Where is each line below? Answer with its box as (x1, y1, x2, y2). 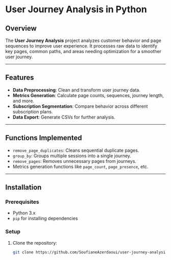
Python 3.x (12, 210, 36, 216)
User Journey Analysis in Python (5, 4, 147, 15)
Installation (5, 183, 42, 192)
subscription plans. (12, 108, 53, 114)
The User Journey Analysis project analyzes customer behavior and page (5, 37, 161, 43)
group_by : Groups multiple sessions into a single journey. (12, 152, 131, 159)
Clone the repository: (12, 240, 58, 246)
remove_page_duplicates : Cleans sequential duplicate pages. (12, 147, 139, 153)
